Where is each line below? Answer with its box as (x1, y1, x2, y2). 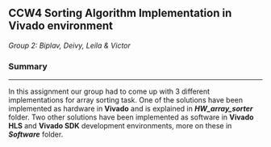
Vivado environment (8, 19, 113, 33)
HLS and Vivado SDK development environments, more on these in (8, 121, 232, 131)
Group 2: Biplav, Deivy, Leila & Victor (8, 40, 131, 50)
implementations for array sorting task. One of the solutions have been (8, 95, 244, 105)
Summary (8, 61, 48, 72)
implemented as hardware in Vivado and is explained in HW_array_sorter (8, 104, 253, 114)
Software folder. (8, 129, 64, 140)
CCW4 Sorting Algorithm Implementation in (8, 6, 232, 20)
